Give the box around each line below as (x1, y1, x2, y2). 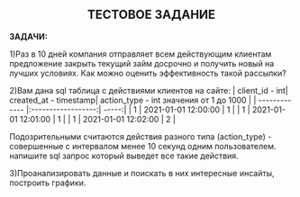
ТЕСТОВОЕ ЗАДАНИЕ (86, 7, 216, 22)
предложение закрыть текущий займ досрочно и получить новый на (9, 58, 275, 68)
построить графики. (9, 177, 86, 188)
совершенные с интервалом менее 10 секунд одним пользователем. (9, 140, 277, 151)
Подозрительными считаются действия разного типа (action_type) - (9, 130, 272, 142)
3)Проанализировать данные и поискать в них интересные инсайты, (9, 167, 275, 178)
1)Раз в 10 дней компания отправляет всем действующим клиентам (9, 49, 272, 59)
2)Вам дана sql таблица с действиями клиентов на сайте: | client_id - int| (9, 85, 288, 95)
